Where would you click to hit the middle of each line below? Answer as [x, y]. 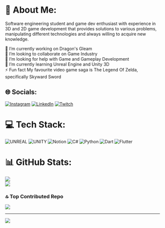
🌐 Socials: [21, 92]
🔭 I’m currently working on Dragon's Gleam [49, 48]
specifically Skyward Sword [33, 77]
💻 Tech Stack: [35, 125]
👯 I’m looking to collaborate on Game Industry [51, 54]
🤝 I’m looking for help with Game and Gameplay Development [67, 59]
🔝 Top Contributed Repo [34, 196]
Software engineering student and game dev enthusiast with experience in [81, 23]
